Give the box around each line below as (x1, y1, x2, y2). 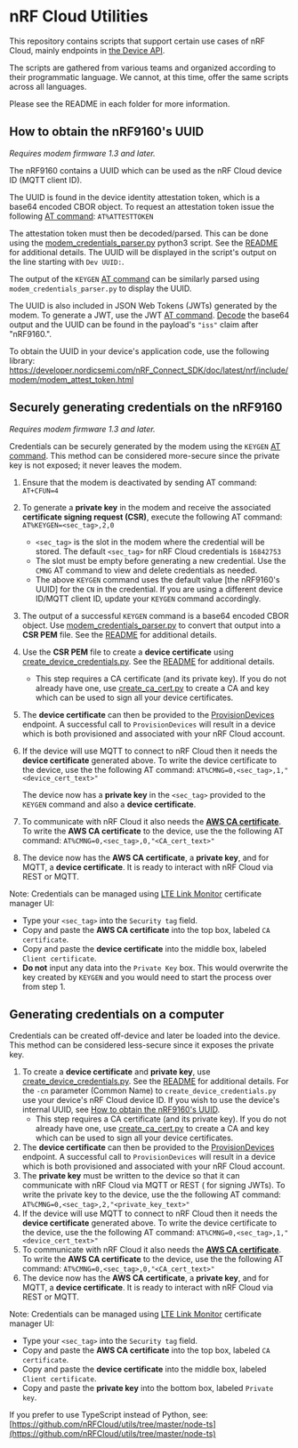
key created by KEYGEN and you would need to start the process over (21, 971, 272, 982)
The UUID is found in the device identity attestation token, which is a (9, 191, 261, 202)
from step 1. (21, 981, 66, 992)
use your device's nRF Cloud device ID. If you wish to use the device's (21, 1095, 280, 1106)
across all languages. (9, 81, 87, 92)
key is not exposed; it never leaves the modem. (9, 460, 182, 471)
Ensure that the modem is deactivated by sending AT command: (21, 477, 258, 487)
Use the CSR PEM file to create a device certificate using (21, 647, 234, 657)
